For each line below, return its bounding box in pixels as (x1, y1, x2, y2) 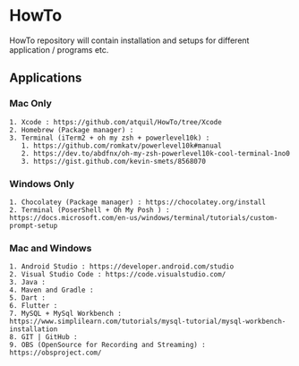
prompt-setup (9, 221, 58, 230)
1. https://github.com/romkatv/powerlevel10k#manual (21, 140, 222, 150)
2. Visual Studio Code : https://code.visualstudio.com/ (9, 270, 226, 279)
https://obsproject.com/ (9, 348, 102, 358)
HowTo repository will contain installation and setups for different (9, 35, 250, 46)
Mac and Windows (9, 242, 92, 254)
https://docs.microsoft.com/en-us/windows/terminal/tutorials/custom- (9, 213, 278, 222)
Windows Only (9, 177, 74, 190)
